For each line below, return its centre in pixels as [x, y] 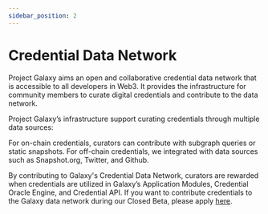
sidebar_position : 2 [43, 16]
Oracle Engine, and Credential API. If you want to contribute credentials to [130, 192]
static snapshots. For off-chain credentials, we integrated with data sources [133, 151]
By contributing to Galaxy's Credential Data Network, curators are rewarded [134, 175]
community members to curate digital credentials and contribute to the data [133, 95]
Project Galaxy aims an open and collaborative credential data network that [132, 78]
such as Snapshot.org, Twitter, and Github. [79, 159]
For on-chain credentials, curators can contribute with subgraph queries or [132, 143]
